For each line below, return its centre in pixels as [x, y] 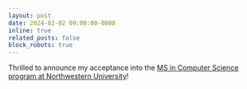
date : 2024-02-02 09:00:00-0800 [62, 23]
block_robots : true [41, 45]
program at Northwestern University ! [69, 76]
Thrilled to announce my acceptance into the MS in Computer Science [123, 68]
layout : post [30, 15]
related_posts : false [44, 38]
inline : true [30, 30]
